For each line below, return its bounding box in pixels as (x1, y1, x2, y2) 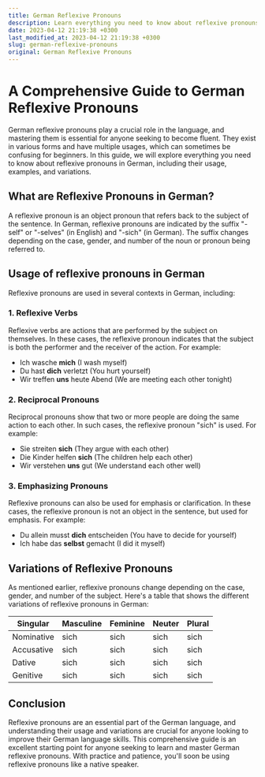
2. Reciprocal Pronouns (8, 394, 100, 405)
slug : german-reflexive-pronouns (8, 41, 118, 49)
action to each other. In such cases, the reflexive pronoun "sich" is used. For (8, 420, 257, 430)
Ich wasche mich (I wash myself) (19, 357, 128, 367)
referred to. (8, 244, 46, 253)
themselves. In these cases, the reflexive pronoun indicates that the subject (8, 334, 254, 343)
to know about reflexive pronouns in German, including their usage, (8, 159, 227, 168)
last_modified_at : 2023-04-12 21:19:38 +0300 (8, 33, 160, 42)
